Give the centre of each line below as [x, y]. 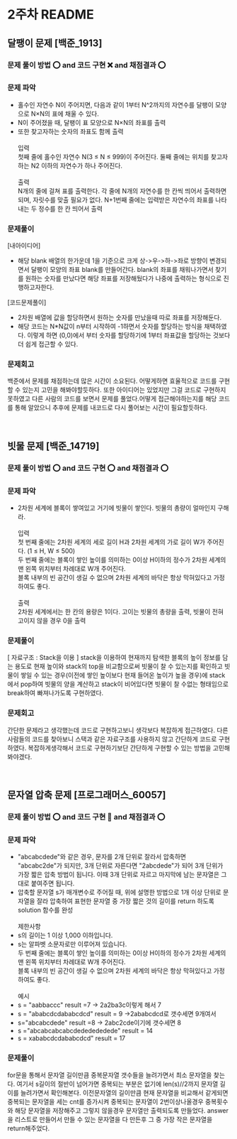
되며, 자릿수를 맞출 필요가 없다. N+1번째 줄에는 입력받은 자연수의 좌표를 [116, 200]
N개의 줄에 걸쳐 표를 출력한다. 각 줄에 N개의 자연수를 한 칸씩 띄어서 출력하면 [122, 191]
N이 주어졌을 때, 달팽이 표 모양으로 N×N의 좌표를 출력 [92, 122]
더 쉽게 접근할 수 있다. [48, 344]
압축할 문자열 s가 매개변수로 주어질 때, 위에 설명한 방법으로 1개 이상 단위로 [119, 893]
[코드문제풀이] [27, 303]
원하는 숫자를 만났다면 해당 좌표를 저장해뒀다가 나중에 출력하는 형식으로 [123, 278]
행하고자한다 [35, 288]
